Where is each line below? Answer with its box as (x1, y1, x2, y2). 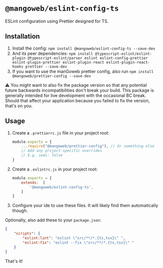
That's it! (5, 258, 23, 264)
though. (12, 208, 28, 213)
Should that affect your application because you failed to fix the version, (5, 97, 150, 103)
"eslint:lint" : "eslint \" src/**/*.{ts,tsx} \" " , (22, 236, 125, 241)
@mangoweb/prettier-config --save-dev (12, 74, 91, 78)
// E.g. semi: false (21, 153, 63, 158)
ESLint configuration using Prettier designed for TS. (5, 18, 109, 24)
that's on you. (5, 103, 33, 109)
